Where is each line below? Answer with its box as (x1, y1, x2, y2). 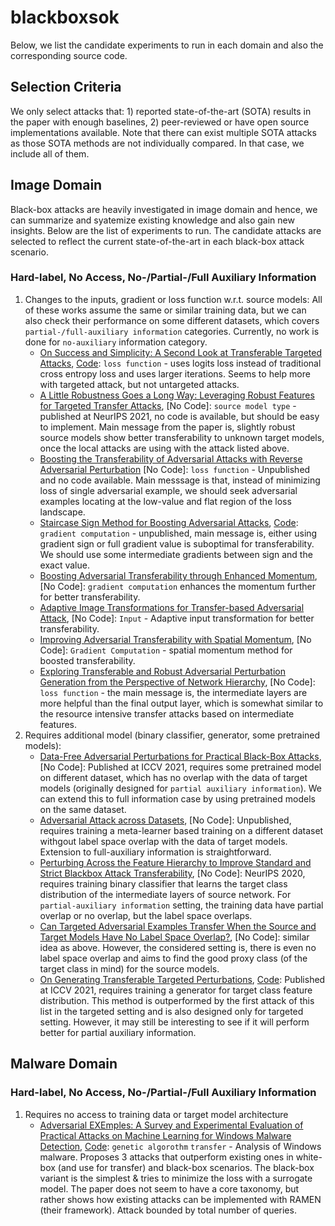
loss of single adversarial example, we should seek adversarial (39, 484, 298, 496)
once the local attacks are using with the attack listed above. (39, 442, 290, 454)
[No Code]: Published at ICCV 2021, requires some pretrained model (39, 761, 322, 773)
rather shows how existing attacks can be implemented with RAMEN (39, 1193, 322, 1205)
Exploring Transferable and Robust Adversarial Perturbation (39, 665, 287, 677)
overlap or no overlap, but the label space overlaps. (39, 909, 253, 921)
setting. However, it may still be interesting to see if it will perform (39, 1016, 310, 1028)
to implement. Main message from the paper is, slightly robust (39, 421, 296, 433)
